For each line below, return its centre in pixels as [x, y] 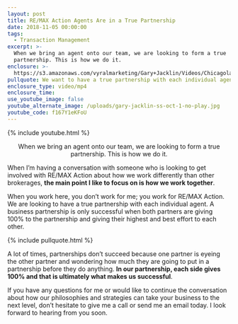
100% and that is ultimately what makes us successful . [90, 276]
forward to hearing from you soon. [57, 313]
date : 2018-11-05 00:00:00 [47, 27]
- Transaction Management [52, 40]
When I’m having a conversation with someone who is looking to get [107, 168]
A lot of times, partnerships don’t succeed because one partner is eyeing [114, 254]
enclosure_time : [31, 93]
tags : [15, 34]
